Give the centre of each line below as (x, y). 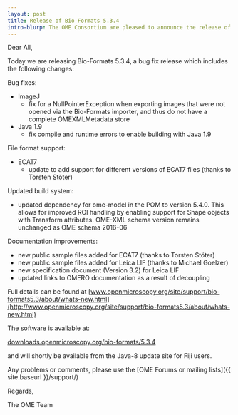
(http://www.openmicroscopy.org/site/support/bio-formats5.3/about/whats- (119, 307)
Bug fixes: (22, 83)
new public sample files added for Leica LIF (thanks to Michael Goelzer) (123, 263)
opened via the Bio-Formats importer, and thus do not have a (118, 112)
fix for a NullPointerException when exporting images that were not (127, 104)
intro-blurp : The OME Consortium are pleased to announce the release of (119, 27)
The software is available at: (49, 328)
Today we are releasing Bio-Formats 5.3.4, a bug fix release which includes (118, 61)
